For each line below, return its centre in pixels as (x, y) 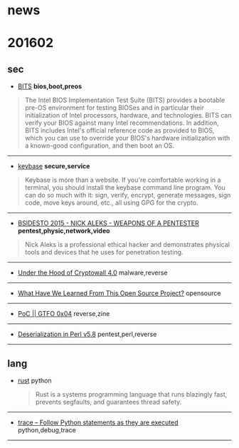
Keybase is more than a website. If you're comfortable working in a (123, 180)
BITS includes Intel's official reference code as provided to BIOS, (119, 131)
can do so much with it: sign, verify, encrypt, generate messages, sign (128, 195)
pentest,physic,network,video (64, 231)
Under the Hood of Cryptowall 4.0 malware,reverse (92, 273)
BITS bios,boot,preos (50, 86)
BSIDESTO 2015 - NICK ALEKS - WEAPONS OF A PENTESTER (108, 223)
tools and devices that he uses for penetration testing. (104, 253)
